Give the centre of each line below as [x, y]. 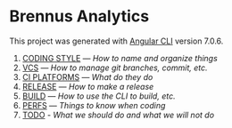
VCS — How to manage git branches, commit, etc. [115, 68]
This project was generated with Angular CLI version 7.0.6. [116, 41]
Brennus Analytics [79, 16]
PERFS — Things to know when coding [94, 105]
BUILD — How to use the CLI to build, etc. [99, 96]
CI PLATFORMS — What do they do [87, 76]
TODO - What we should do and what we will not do [118, 115]
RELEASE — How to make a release [88, 86]
